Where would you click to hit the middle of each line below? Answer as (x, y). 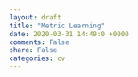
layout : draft (36, 17)
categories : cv (37, 58)
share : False (33, 50)
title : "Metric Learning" (57, 26)
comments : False (39, 42)
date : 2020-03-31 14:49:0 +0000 (69, 34)
